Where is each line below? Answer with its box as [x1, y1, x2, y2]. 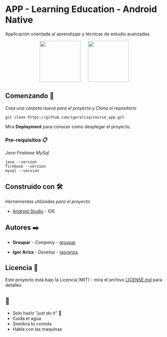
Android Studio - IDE [12, 208, 55, 214]
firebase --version [5, 164, 46, 169]
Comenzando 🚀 [5, 92, 54, 100]
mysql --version [5, 168, 39, 174]
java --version [5, 159, 37, 164]
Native [5, 14, 34, 26]
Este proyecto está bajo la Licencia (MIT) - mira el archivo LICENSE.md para [5, 277, 162, 283]
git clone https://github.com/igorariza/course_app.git [5, 115, 124, 120]
